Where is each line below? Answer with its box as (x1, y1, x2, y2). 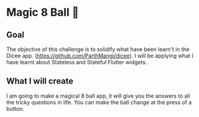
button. (6, 105, 24, 112)
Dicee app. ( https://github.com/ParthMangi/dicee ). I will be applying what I (6, 52, 194, 59)
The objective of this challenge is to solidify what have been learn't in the (6, 45, 190, 53)
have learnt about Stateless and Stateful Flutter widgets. (6, 59, 147, 65)
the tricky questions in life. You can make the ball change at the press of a (6, 98, 192, 105)
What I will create (6, 76, 74, 87)
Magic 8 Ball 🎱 (6, 5, 79, 19)
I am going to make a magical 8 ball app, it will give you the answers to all (6, 92, 190, 99)
